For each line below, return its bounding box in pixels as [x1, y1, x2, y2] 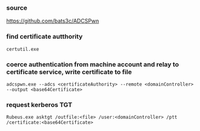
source [6, 4, 28, 12]
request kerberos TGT [6, 100, 73, 109]
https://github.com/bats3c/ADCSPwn [6, 18, 99, 25]
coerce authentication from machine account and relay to [6, 60, 179, 68]
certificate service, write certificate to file [6, 68, 132, 76]
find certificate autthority [6, 33, 83, 41]
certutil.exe [6, 46, 39, 52]
